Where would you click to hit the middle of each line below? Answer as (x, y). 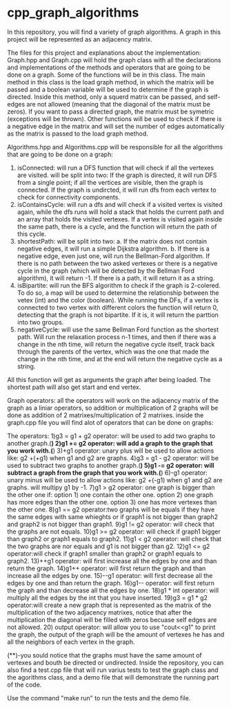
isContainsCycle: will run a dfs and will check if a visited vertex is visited (120, 204)
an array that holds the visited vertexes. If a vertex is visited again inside (120, 219)
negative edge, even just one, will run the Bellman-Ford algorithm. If (113, 256)
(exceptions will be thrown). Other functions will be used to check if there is (114, 118)
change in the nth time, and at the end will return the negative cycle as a (120, 358)
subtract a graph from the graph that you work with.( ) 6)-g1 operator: (108, 473)
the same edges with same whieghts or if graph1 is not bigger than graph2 (113, 516)
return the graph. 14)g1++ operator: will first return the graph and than (107, 568)
